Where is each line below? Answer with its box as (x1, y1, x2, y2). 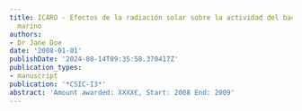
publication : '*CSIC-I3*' (9, 80, 106, 89)
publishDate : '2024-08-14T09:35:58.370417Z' (9, 55, 179, 64)
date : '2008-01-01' (9, 47, 83, 55)
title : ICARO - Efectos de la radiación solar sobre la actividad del (9, 13, 280, 22)
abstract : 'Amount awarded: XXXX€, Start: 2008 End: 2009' (9, 88, 235, 97)
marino (17, 21, 42, 30)
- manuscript (9, 72, 58, 81)
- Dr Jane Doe (9, 38, 63, 47)
